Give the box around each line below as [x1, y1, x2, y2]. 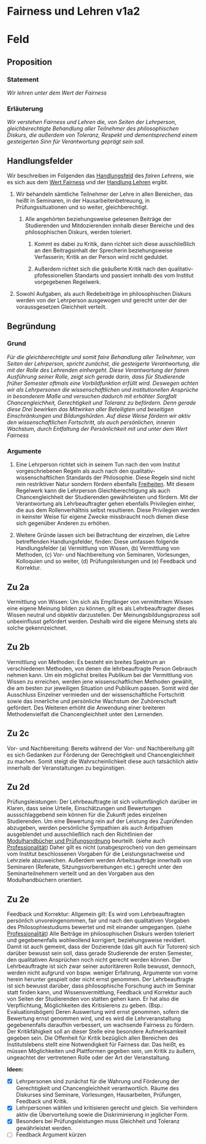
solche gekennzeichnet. [7, 624, 67, 632]
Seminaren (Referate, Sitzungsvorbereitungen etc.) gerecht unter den [7, 864, 183, 871]
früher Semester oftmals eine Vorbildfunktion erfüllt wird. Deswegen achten [7, 379, 199, 387]
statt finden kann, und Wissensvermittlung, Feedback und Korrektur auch [7, 989, 193, 996]
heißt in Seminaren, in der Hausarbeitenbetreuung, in [15, 197, 150, 204]
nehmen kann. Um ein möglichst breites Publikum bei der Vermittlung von [7, 671, 193, 679]
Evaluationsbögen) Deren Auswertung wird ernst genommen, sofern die [7, 1008, 189, 1016]
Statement [7, 75, 39, 83]
